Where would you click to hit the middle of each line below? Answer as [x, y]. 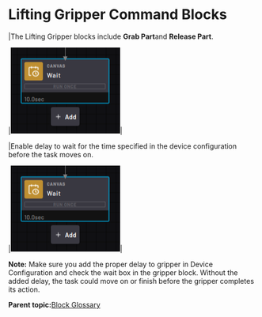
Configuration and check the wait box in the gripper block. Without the [123, 272]
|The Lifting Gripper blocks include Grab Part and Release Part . [111, 36]
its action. [24, 289]
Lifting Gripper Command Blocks [118, 15]
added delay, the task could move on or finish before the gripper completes [131, 281]
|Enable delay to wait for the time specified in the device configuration [123, 146]
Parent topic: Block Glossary [54, 304]
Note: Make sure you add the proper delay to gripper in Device [111, 264]
